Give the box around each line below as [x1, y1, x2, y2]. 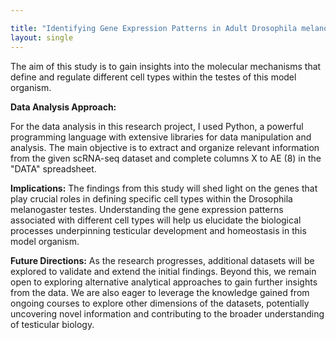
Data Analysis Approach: [10, 101, 117, 113]
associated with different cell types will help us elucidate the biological [10, 214, 302, 226]
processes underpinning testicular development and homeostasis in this [10, 224, 307, 236]
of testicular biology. [10, 318, 95, 330]
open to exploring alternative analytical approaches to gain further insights [10, 276, 318, 288]
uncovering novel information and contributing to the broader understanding [10, 307, 325, 320]
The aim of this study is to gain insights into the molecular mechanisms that [10, 60, 322, 72]
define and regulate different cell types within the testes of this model [10, 71, 297, 83]
